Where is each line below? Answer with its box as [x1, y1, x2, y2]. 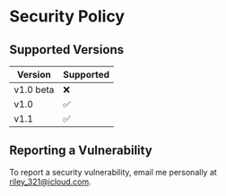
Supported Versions [9, 42, 124, 57]
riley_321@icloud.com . [9, 176, 91, 187]
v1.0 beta [13, 83, 55, 96]
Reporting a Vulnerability [9, 143, 152, 158]
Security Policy [9, 6, 126, 27]
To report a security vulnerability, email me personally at [9, 166, 217, 177]
